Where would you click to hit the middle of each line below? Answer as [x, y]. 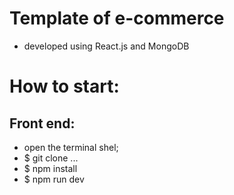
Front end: [42, 123]
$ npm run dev [54, 179]
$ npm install [50, 168]
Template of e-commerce [117, 18]
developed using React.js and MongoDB [106, 46]
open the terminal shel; [71, 147]
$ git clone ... [51, 158]
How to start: [64, 86]
